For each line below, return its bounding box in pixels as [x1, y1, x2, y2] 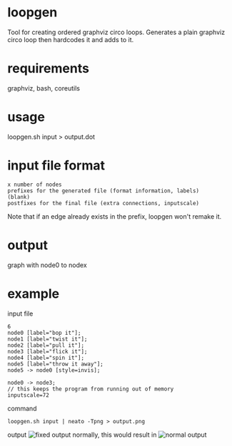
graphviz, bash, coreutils [7, 83, 81, 93]
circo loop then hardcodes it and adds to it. [7, 35, 134, 43]
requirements [7, 61, 89, 77]
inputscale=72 [7, 391, 50, 399]
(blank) [7, 193, 31, 200]
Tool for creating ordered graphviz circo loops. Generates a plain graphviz [7, 28, 226, 36]
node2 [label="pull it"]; [7, 341, 84, 349]
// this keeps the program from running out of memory [7, 385, 174, 393]
